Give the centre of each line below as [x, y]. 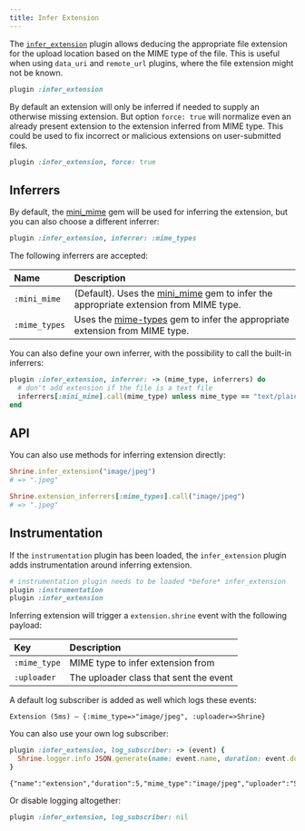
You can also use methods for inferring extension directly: [118, 455]
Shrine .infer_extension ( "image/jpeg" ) [83, 472]
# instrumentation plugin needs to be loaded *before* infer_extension [148, 581]
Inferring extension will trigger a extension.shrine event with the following [148, 616]
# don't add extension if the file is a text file [115, 388]
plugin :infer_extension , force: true [83, 162]
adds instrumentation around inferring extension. [101, 565]
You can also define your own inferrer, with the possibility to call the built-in [151, 353]
